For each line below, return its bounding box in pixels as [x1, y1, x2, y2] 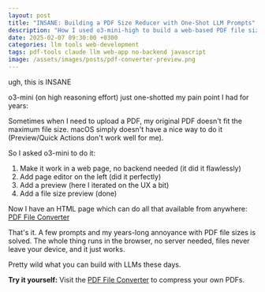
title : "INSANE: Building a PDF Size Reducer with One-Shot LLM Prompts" [8, 19, 256, 27]
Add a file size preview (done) [19, 189, 118, 198]
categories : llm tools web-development [8, 41, 140, 49]
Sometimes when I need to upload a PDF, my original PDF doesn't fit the [8, 116, 243, 125]
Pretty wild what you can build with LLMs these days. [8, 260, 181, 269]
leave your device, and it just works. [8, 244, 125, 253]
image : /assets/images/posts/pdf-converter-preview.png [8, 56, 196, 64]
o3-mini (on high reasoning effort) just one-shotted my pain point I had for [8, 92, 249, 102]
